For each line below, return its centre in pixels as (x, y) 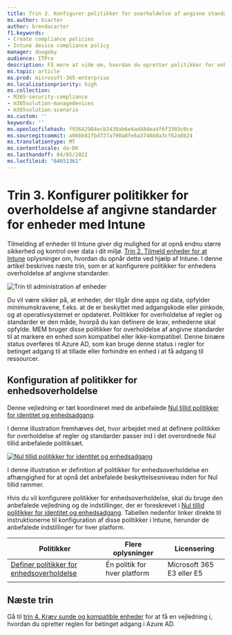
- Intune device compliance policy (58, 46)
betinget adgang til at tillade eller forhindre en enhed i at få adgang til (105, 351)
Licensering (194, 548)
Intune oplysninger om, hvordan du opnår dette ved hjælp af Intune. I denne (115, 258)
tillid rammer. (26, 485)
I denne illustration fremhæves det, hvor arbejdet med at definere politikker (114, 428)
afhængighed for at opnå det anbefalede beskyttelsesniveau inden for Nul (113, 477)
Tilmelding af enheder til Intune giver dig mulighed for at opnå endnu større (114, 244)
